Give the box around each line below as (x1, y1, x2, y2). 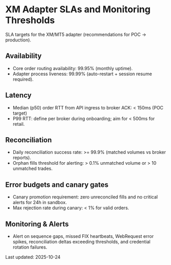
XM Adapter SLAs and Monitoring (5, 4, 151, 15)
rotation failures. (12, 244, 47, 250)
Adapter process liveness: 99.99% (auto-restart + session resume (12, 71, 152, 77)
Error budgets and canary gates (5, 180, 109, 189)
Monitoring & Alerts (5, 219, 69, 228)
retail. (12, 121, 25, 127)
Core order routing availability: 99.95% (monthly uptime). (12, 65, 133, 71)
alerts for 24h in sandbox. (12, 200, 67, 206)
